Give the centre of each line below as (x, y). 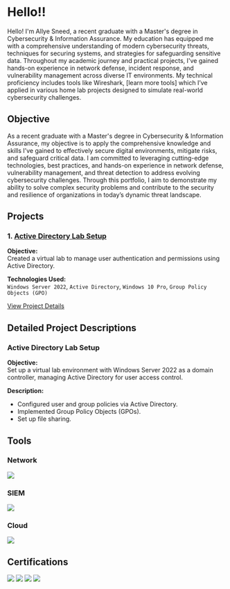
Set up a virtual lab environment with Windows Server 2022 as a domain (110, 370)
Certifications (38, 562)
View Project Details (36, 306)
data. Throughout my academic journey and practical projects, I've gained (113, 60)
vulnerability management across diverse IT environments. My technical (110, 75)
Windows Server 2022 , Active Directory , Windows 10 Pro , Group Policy (107, 287)
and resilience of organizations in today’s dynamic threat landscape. (105, 194)
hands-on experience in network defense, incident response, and (100, 68)
